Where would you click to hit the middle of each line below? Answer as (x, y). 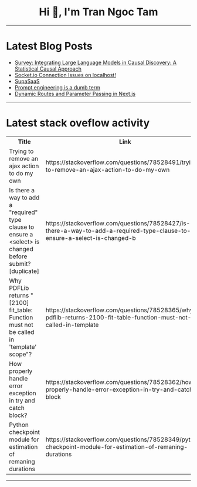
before (18, 256)
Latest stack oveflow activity (78, 123)
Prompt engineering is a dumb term (57, 87)
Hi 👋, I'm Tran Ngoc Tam (98, 12)
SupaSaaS (27, 81)
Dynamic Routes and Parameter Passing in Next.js (75, 94)
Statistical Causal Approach (48, 69)
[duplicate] (24, 271)
